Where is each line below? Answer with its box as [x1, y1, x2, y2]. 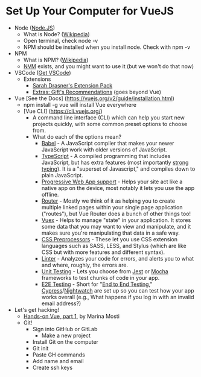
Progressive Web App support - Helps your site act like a [41, 178, 183, 185]
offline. [41, 191, 59, 198]
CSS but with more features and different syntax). [41, 249, 165, 256]
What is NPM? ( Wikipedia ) [23, 56, 89, 63]
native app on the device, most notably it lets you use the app [41, 184, 195, 191]
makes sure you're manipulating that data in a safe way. [41, 229, 180, 236]
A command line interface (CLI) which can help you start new [32, 113, 185, 121]
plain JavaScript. [41, 171, 83, 179]
